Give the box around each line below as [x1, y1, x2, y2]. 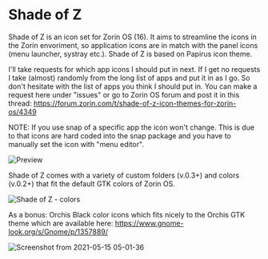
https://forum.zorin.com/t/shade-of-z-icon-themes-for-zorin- [33, 98, 237, 108]
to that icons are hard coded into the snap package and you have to [8, 130, 232, 141]
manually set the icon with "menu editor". [8, 139, 144, 149]
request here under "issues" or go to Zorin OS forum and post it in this [8, 90, 240, 99]
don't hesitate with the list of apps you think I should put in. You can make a [8, 82, 258, 91]
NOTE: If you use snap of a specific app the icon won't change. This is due [8, 122, 254, 132]
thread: [8, 98, 32, 108]
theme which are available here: [8, 218, 114, 228]
